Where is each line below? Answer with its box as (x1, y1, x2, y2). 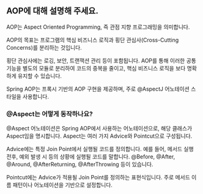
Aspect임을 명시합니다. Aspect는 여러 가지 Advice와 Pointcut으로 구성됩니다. (6, 132, 193, 140)
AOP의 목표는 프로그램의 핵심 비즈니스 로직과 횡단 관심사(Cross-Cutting (6, 36, 179, 43)
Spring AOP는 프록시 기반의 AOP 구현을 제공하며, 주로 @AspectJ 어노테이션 (6, 85, 190, 92)
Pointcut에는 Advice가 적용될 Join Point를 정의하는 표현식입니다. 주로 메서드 (6, 174, 191, 181)
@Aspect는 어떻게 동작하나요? (6, 110, 93, 118)
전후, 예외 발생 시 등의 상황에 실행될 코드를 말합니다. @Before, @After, (6, 153, 175, 160)
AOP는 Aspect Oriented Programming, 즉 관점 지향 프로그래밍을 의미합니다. (6, 23, 190, 31)
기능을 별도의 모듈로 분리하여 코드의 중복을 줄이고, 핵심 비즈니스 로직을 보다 (6, 64, 186, 72)
